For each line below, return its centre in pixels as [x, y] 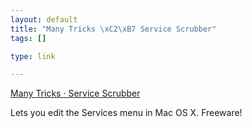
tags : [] [28, 38]
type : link [33, 56]
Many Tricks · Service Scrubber [75, 93]
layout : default [44, 19]
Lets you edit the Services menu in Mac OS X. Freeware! [126, 113]
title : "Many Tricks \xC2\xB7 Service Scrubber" [113, 29]
